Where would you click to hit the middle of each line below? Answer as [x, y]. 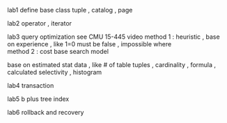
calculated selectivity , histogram [55, 72]
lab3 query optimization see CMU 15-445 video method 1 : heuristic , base [114, 37]
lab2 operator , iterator [39, 23]
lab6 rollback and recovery [46, 112]
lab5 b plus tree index [38, 99]
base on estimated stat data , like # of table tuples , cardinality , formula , [112, 65]
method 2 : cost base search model [58, 51]
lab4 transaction [31, 85]
